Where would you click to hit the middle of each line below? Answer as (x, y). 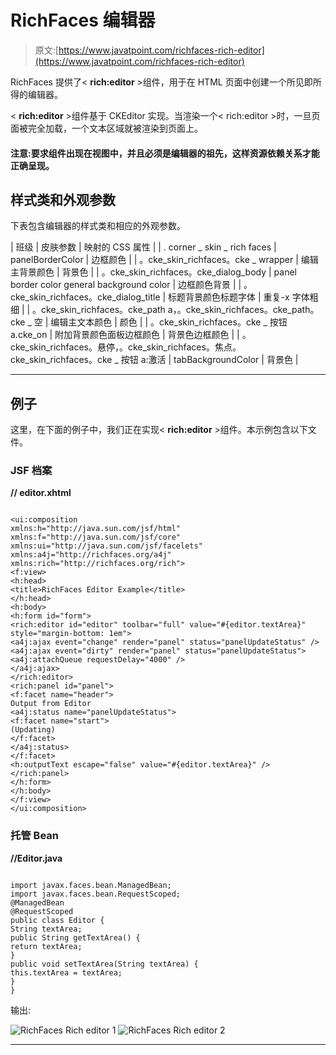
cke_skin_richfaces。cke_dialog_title (85, 297)
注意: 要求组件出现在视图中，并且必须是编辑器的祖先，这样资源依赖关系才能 (165, 153)
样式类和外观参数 (63, 199)
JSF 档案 (31, 471)
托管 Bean (35, 836)
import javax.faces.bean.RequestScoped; (96, 894)
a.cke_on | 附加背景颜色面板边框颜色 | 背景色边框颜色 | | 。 (131, 335)
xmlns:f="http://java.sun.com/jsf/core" (96, 537)
